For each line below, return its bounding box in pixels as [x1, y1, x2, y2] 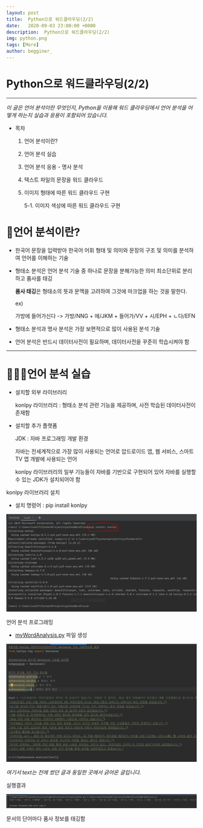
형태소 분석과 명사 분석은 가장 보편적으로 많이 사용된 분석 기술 [14, 325, 160, 332]
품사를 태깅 [26, 274, 53, 282]
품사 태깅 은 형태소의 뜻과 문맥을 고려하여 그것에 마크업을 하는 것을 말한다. [14, 287, 187, 294]
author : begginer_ [6, 49, 53, 55]
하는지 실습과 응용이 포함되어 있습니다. [17, 111, 108, 118]
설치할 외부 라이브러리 [14, 389, 68, 396]
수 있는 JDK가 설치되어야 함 [14, 475, 80, 483]
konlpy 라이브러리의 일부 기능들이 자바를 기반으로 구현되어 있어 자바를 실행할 [14, 468, 196, 475]
